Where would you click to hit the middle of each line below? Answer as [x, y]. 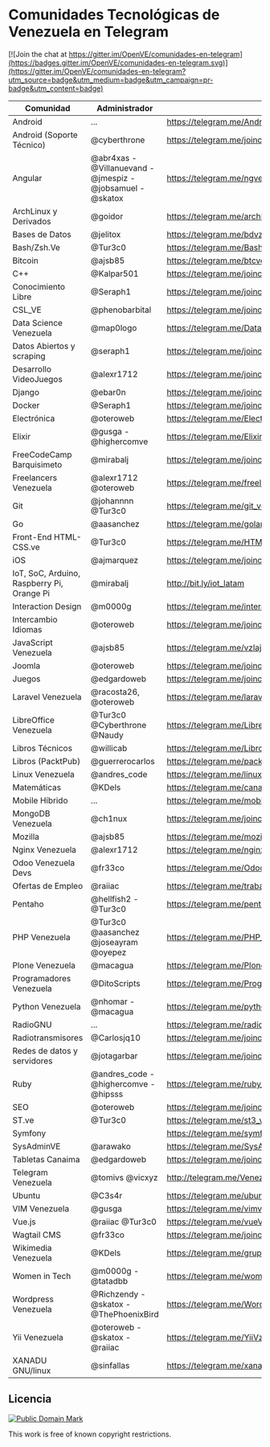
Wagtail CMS [37, 1235]
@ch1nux [109, 818]
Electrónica [34, 418]
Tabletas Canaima [46, 1159]
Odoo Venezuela [44, 862]
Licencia [30, 1399]
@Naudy [107, 735]
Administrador [125, 108]
